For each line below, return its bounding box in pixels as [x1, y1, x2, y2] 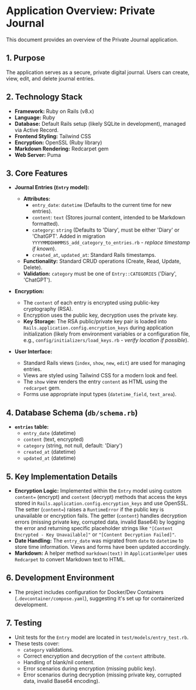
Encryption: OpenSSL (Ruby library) [14, 139, 102, 146]
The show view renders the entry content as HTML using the [23, 378, 168, 386]
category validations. [23, 646, 74, 653]
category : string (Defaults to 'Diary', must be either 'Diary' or [32, 226, 180, 233]
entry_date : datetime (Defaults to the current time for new [32, 202, 171, 209]
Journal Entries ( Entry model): [14, 184, 90, 191]
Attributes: [23, 195, 51, 202]
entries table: [14, 423, 49, 430]
